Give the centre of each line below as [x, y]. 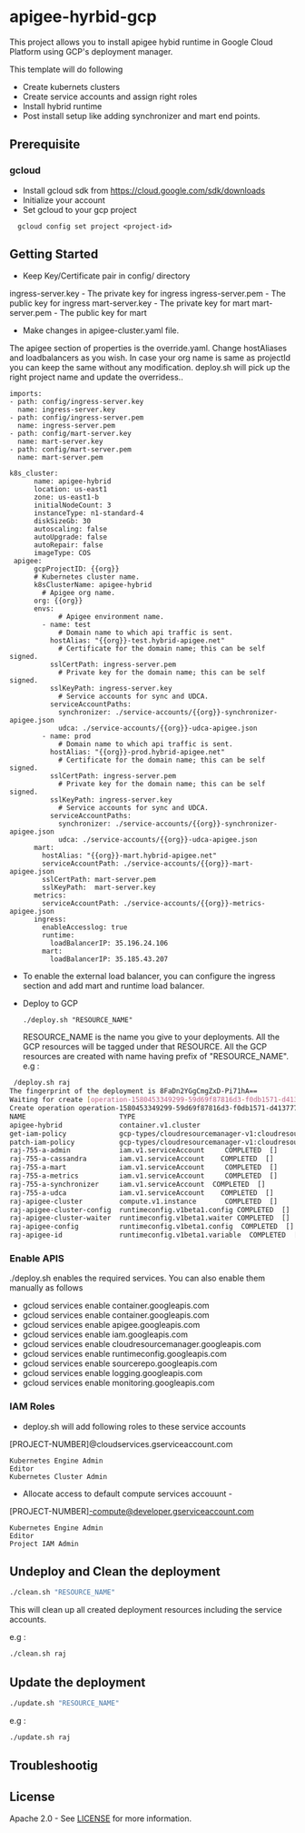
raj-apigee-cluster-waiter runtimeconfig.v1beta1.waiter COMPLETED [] [150, 1218]
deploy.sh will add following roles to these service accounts [134, 1426]
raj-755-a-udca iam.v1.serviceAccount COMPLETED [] [142, 1193]
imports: [26, 394]
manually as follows [46, 1288]
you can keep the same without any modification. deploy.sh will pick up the [150, 368]
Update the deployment [78, 1682]
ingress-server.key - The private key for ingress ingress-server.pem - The [148, 294]
